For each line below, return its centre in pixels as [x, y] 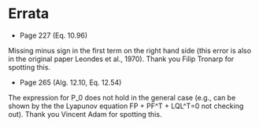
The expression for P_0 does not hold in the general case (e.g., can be [122, 97]
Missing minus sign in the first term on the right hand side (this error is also [130, 50]
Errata [29, 14]
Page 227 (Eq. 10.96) [54, 35]
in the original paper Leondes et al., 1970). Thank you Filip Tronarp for [121, 59]
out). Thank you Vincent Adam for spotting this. [85, 114]
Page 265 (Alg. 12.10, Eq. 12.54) [70, 82]
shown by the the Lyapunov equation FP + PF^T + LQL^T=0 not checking [126, 106]
